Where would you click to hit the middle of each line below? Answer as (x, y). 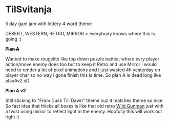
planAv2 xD (17, 80)
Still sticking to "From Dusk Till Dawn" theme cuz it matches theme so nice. (84, 100)
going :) (14, 39)
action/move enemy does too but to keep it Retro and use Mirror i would (81, 64)
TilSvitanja (29, 9)
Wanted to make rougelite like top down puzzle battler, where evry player (82, 59)
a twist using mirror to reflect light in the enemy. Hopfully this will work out (84, 111)
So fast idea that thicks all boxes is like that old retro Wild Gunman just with (84, 106)
